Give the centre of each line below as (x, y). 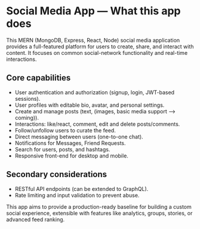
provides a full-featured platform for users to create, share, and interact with (100, 47)
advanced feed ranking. (36, 219)
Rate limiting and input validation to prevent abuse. (77, 195)
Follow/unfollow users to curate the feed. (65, 130)
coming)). (27, 117)
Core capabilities (39, 78)
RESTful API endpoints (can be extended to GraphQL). (81, 188)
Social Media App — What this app (93, 11)
